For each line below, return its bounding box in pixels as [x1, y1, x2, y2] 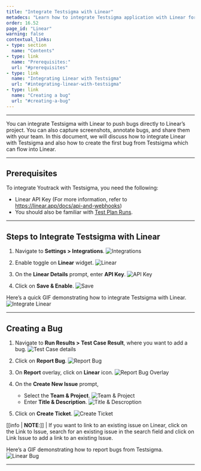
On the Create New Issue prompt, [14, 381, 99, 388]
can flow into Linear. [6, 145, 56, 153]
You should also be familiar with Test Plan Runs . [14, 209, 133, 216]
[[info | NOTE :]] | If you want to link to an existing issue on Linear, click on [6, 422, 188, 429]
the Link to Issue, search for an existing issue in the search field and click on [6, 428, 194, 435]
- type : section [6, 43, 47, 49]
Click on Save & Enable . [14, 282, 74, 289]
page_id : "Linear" [6, 25, 52, 32]
